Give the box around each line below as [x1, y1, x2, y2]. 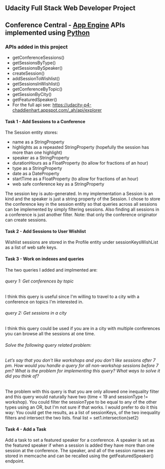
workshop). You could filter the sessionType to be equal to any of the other [5, 399, 157, 405]
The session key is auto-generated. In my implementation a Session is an [5, 190, 154, 197]
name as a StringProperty [12, 139, 65, 145]
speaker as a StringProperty [12, 155, 70, 161]
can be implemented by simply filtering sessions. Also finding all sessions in [5, 206, 159, 212]
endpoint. [5, 458, 25, 464]
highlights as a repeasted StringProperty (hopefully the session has [12, 144, 149, 150]
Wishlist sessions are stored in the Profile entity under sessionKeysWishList [5, 239, 159, 245]
